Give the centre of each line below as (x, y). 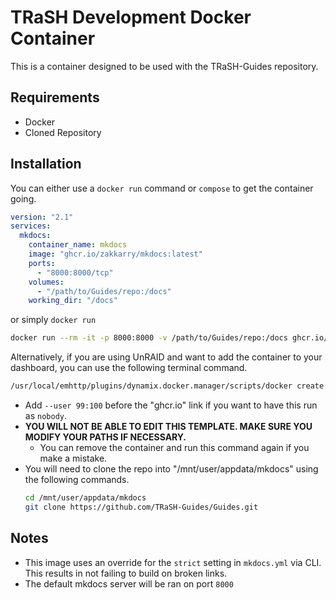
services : (31, 226)
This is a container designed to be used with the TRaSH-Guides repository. (164, 66)
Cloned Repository (63, 132)
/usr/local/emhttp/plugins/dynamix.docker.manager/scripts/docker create (167, 386)
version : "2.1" (42, 217)
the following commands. (77, 480)
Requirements (55, 97)
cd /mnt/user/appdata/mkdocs (85, 498)
